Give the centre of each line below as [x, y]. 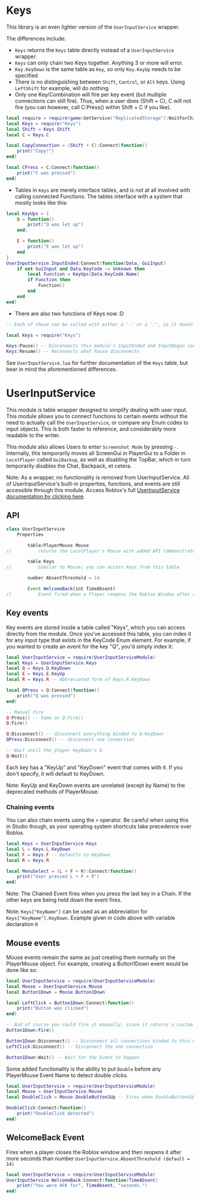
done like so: [22, 970]
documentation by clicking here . [46, 497]
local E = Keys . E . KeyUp [36, 674]
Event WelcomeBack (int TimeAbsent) [72, 589]
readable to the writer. [33, 435]
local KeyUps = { [28, 213]
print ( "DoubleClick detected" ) [56, 1114]
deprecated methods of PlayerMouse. [53, 791]
